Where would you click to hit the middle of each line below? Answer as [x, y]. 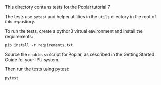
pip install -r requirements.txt [39, 45]
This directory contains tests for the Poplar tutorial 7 [57, 7]
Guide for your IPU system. [32, 60]
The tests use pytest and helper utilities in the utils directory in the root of [80, 16]
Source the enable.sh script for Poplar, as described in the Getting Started [80, 54]
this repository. [20, 22]
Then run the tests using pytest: [37, 69]
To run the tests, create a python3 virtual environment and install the [74, 31]
